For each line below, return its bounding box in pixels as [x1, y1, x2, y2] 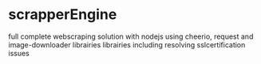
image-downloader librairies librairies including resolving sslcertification [8, 40, 246, 49]
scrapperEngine [8, 6, 117, 24]
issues [8, 48, 30, 58]
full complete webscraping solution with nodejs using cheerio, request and [8, 32, 254, 41]
